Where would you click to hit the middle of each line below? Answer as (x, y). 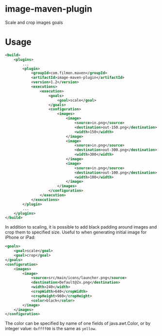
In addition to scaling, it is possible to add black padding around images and (81, 227)
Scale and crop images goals (34, 22)
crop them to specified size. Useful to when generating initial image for (76, 232)
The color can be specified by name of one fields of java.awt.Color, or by (78, 323)
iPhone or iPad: (20, 237)
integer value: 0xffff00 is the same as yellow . (51, 329)
